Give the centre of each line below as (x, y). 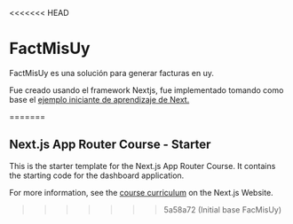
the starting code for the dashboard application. (97, 175)
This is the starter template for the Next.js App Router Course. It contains (143, 166)
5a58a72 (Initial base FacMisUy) (223, 209)
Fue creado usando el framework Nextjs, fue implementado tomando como (146, 90)
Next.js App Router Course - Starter (110, 145)
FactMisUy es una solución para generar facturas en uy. (112, 73)
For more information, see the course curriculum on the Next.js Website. (141, 192)
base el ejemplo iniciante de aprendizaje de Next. (99, 99)
